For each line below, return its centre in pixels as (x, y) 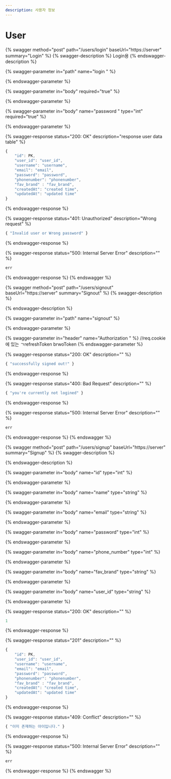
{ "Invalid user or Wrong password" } (47, 234)
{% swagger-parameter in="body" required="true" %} (63, 91)
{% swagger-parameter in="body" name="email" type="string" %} (76, 512)
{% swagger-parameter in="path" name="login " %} (61, 71)
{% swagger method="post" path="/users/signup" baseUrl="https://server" (85, 447)
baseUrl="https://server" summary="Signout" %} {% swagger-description (84, 293)
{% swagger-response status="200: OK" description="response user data (84, 136)
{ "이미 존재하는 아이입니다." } (35, 727)
